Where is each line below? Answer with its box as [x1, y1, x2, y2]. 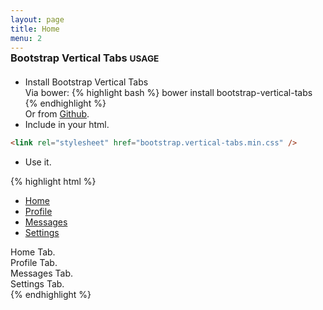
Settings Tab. [10, 278, 65, 290]
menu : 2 [10, 33, 43, 43]
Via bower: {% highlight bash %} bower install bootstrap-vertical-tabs [24, 87, 313, 99]
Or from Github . [24, 108, 90, 120]
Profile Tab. [10, 257, 58, 269]
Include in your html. [24, 119, 110, 131]
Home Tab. [10, 246, 56, 258]
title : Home [10, 24, 60, 34]
